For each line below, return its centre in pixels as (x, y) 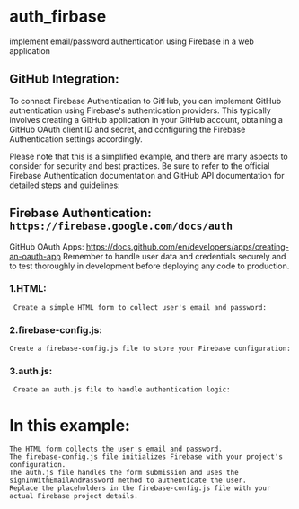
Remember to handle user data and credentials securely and (174, 256)
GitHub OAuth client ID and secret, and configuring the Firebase (128, 129)
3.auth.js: (31, 372)
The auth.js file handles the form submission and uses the (124, 473)
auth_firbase (58, 17)
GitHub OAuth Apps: (47, 246)
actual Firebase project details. (74, 496)
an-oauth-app (35, 256)
